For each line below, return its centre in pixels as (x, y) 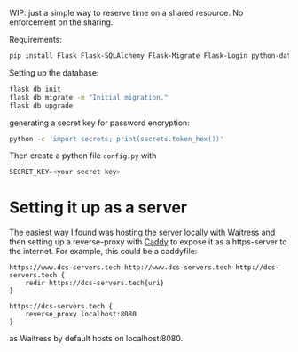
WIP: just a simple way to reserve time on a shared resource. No (126, 13)
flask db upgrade (41, 106)
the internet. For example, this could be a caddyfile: (103, 252)
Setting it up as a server (98, 208)
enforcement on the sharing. (61, 22)
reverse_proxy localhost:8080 (81, 315)
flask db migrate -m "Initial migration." (89, 97)
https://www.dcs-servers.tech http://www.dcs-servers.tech (121, 268)
